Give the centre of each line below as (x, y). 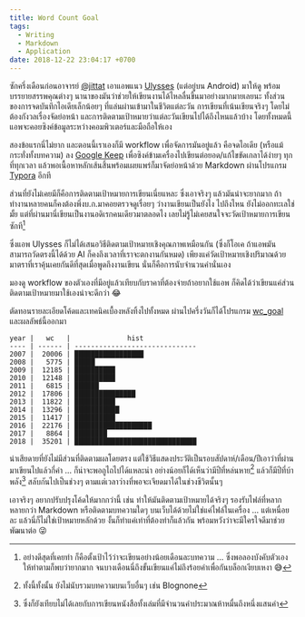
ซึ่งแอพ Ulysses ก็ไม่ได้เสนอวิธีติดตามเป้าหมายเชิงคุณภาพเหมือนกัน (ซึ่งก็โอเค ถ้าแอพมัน (143, 244)
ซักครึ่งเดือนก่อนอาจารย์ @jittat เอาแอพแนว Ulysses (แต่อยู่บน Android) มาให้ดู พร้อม (145, 86)
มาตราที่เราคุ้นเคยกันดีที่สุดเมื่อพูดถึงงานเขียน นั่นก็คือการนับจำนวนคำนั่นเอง (120, 264)
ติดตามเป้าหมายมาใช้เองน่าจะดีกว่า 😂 (65, 292)
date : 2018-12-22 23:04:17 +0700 (73, 60)
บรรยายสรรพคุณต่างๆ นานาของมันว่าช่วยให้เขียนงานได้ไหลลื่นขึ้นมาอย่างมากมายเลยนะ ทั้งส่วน (148, 96)
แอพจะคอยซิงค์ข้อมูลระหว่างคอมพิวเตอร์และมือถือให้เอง (91, 127)
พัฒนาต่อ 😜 (28, 530)
